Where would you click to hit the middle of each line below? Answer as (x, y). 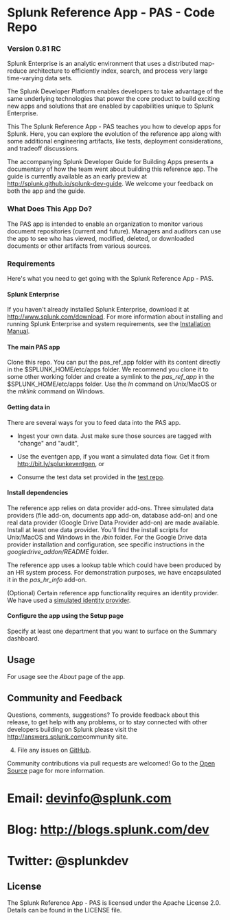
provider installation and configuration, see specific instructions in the (106, 544)
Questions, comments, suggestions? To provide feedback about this (104, 715)
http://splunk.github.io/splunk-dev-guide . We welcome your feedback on (110, 184)
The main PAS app (34, 347)
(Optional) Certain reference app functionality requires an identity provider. (113, 593)
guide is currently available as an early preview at (77, 176)
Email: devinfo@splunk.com (89, 798)
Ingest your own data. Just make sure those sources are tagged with (114, 436)
